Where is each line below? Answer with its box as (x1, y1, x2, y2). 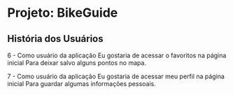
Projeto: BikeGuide (7, 5, 118, 21)
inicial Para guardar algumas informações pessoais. (7, 80, 156, 88)
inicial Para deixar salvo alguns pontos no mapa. (7, 59, 147, 67)
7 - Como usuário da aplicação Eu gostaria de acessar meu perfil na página (7, 72, 225, 80)
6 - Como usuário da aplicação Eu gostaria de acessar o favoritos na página (7, 51, 227, 59)
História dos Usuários (7, 33, 104, 45)
